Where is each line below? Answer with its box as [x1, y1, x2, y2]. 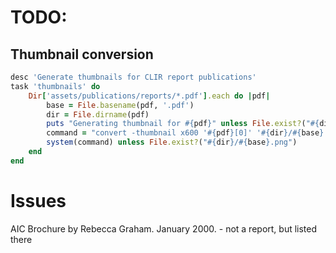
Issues [10, 189, 67, 212]
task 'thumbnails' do [10, 81, 101, 91]
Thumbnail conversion [10, 46, 154, 63]
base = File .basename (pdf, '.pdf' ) [46, 100, 195, 110]
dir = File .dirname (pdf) [46, 109, 150, 120]
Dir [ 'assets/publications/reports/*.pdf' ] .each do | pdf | [28, 91, 271, 101]
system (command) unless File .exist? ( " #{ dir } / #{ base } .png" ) [46, 137, 298, 148]
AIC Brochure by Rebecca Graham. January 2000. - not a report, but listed [10, 222, 318, 235]
